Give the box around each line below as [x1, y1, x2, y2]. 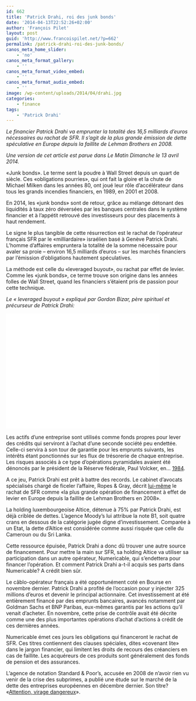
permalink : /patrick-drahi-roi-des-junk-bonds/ [6, 42, 125, 47]
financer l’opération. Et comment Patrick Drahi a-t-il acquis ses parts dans [6, 561, 184, 568]
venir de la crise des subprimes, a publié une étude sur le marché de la [6, 676, 177, 683]
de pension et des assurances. [6, 658, 80, 665]
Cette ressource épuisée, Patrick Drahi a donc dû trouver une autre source [6, 542, 186, 549]
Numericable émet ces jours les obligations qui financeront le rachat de [6, 634, 178, 641]
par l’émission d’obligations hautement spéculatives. [6, 254, 132, 261]
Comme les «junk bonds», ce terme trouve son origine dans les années [6, 272, 178, 279]
